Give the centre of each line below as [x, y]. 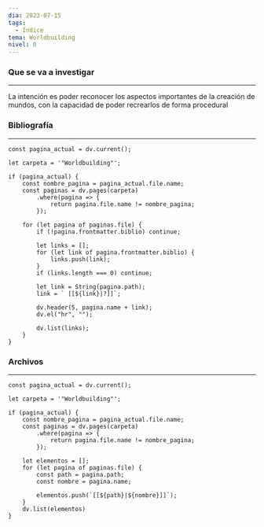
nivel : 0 [22, 45]
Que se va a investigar [51, 72]
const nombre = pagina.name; [84, 482]
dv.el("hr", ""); [64, 314]
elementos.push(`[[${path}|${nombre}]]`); [107, 496]
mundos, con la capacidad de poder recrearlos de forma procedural [118, 105]
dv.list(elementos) [54, 509]
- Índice [29, 30]
